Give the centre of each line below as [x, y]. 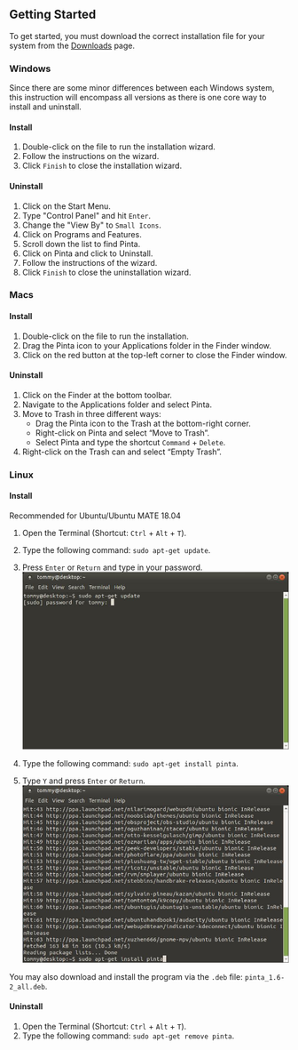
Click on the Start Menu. [66, 206]
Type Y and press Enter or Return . [84, 781]
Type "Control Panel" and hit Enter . [86, 215]
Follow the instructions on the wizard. [90, 156]
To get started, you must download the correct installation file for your [137, 36]
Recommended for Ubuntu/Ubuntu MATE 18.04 [95, 516]
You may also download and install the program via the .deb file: [126, 976]
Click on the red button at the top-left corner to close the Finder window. [154, 355]
